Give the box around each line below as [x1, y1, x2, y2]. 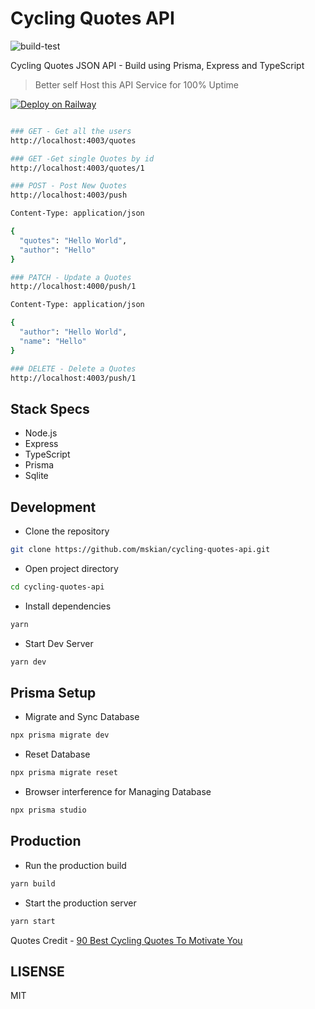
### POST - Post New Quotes [10, 181, 128, 191]
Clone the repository [24, 525, 110, 537]
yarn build [10, 878, 56, 889]
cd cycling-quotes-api [10, 582, 105, 592]
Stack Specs [10, 400, 90, 417]
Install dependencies [24, 600, 112, 612]
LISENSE [10, 963, 65, 980]
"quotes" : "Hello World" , [19, 235, 128, 246]
